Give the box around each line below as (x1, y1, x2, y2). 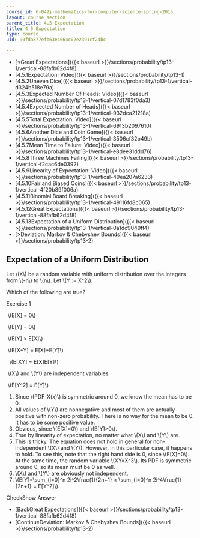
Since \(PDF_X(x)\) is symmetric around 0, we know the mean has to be (14, 393, 192, 400)
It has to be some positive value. (14, 419, 95, 426)
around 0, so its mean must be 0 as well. (14, 463, 115, 470)
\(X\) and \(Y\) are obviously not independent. (14, 470, 129, 477)
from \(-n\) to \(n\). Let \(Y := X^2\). (6, 277, 93, 284)
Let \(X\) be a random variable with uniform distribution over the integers (6, 270, 186, 277)
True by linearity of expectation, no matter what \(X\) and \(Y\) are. (14, 431, 180, 438)
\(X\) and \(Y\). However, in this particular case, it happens (47, 444, 193, 451)
